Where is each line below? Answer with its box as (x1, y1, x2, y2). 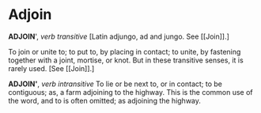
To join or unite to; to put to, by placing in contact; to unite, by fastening (8, 47, 241, 56)
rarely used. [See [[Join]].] (8, 63, 95, 73)
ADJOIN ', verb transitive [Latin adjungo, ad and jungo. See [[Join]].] (8, 32, 229, 41)
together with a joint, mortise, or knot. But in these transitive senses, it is (8, 55, 244, 65)
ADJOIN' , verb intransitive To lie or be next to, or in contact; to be (8, 79, 223, 89)
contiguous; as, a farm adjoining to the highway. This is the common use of (8, 87, 253, 96)
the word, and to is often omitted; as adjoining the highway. (8, 96, 202, 105)
